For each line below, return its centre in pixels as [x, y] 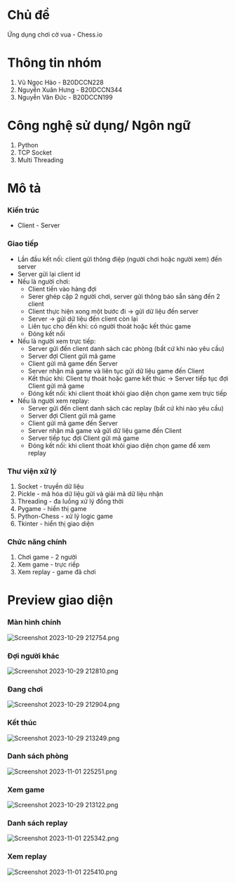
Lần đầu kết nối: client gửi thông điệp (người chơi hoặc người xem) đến [120, 259]
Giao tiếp [23, 244]
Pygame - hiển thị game [52, 508]
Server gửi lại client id [49, 274]
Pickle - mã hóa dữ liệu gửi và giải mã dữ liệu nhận [90, 493]
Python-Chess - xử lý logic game [65, 516]
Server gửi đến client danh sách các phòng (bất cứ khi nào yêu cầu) [126, 348]
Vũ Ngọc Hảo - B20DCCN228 [60, 82]
